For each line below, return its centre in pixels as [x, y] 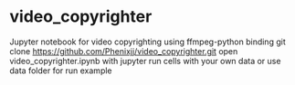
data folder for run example [61, 71]
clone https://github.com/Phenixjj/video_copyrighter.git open [124, 51]
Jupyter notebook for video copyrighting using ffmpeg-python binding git [147, 42]
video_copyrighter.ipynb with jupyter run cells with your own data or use [145, 61]
